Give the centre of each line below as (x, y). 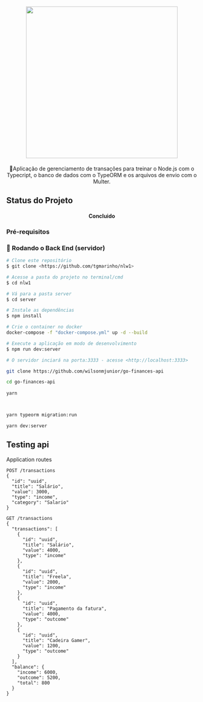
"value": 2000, (42, 582)
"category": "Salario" (40, 502)
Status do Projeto (40, 201)
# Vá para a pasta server (39, 294)
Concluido (102, 216)
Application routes (29, 459)
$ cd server (21, 299)
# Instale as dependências (40, 310)
